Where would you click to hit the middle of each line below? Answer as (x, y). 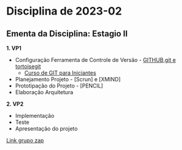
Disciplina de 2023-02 (64, 11)
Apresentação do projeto (46, 128)
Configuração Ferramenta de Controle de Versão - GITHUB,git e (96, 60)
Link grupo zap (25, 140)
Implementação (35, 116)
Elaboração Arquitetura (44, 92)
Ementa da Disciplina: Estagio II (67, 34)
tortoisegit (28, 66)
